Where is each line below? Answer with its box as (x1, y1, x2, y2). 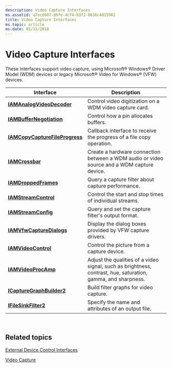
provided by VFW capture (87, 227, 149, 234)
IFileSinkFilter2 (8, 302, 46, 309)
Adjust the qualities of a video (87, 256, 159, 264)
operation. (87, 140, 112, 147)
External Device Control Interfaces (5, 346, 78, 353)
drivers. (87, 233, 106, 241)
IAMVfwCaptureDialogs (8, 227, 68, 234)
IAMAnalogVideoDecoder (8, 101, 72, 108)
